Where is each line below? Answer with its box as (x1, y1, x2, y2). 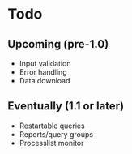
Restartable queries (19, 121, 86, 130)
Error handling (19, 67, 67, 77)
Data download (19, 76, 70, 85)
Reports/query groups (19, 129, 94, 139)
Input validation (19, 58, 71, 68)
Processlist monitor (19, 138, 84, 148)
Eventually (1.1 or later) (7, 99, 125, 113)
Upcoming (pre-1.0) (7, 37, 109, 51)
